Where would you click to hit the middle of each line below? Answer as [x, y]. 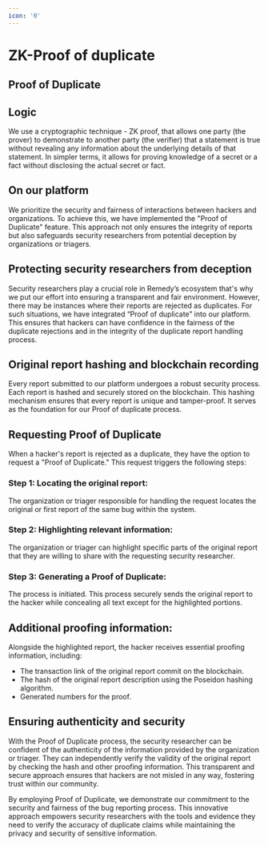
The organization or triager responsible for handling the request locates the [132, 501]
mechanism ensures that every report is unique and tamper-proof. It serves [132, 401]
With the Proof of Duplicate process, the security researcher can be [120, 741]
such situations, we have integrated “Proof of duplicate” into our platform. [130, 314]
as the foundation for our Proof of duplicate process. [95, 409]
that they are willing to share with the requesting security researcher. [122, 556]
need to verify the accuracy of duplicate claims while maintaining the [122, 824]
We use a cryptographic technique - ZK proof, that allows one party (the [127, 131]
